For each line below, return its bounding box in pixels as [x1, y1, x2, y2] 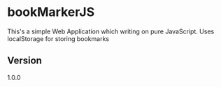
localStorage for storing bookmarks [7, 34, 110, 42]
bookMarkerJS [7, 4, 95, 20]
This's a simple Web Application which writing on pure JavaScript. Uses [7, 27, 215, 35]
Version [7, 55, 42, 67]
